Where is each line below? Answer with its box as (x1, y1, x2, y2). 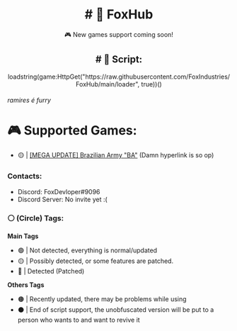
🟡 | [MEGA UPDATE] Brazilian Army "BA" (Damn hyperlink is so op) (17, 151, 214, 159)
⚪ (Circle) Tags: (7, 213, 64, 223)
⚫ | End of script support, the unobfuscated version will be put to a (17, 305, 214, 314)
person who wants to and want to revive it (17, 315, 140, 324)
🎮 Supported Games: (7, 122, 137, 138)
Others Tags (7, 280, 45, 289)
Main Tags (7, 232, 39, 240)
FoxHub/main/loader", (75, 79, 140, 88)
